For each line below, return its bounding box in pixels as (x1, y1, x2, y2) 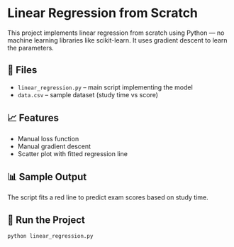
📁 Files (7, 64, 38, 76)
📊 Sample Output (7, 170, 87, 182)
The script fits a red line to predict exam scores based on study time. (7, 193, 208, 202)
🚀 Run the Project (7, 214, 85, 226)
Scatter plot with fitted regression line (17, 149, 128, 158)
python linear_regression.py (7, 233, 94, 240)
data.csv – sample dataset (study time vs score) (17, 90, 158, 99)
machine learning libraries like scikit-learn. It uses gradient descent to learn (7, 35, 228, 44)
